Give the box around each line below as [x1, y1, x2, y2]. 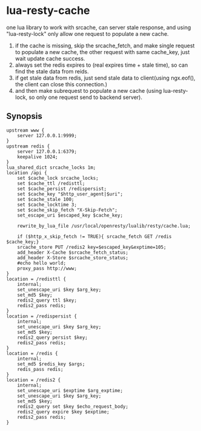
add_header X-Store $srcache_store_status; [17, 254, 129, 261]
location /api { [6, 169, 47, 176]
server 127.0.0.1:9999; [17, 132, 77, 138]
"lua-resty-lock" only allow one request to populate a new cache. [6, 30, 169, 37]
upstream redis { [6, 143, 50, 149]
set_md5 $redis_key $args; [17, 361, 85, 367]
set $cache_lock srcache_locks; [17, 175, 99, 181]
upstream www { [6, 127, 45, 134]
